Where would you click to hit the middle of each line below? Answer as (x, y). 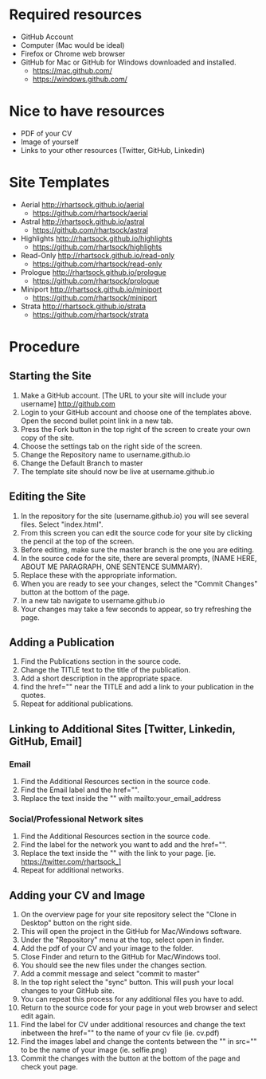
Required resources (76, 15)
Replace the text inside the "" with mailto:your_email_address (121, 798)
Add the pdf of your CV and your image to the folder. (107, 948)
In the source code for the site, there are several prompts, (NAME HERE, (139, 558)
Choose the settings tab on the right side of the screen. (111, 446)
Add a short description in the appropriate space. (101, 678)
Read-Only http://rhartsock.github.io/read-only (97, 255)
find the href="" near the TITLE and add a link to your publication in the (137, 687)
